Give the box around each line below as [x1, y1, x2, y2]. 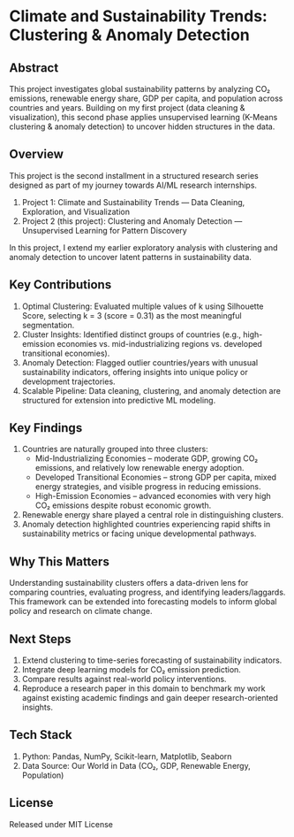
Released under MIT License [9, 818, 113, 829]
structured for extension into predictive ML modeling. [21, 395, 216, 405]
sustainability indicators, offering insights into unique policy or [21, 366, 249, 377]
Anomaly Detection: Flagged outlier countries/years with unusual [21, 357, 259, 368]
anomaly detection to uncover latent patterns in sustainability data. [9, 251, 252, 262]
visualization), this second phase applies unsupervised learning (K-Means [9, 112, 278, 122]
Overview [9, 147, 64, 162]
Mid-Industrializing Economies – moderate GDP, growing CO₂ [34, 453, 259, 464]
